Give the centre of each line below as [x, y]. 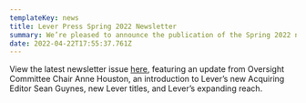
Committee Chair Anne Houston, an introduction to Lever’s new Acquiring [147, 79]
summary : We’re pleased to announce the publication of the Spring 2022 [150, 35]
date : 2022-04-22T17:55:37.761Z [71, 43]
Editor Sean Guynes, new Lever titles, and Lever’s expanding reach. [136, 88]
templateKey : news [44, 18]
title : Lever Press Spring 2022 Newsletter [93, 26]
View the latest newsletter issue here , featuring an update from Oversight [147, 69]
